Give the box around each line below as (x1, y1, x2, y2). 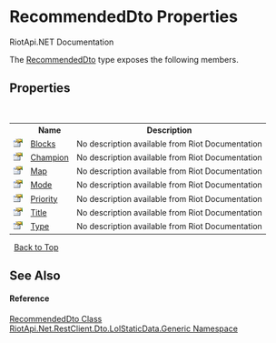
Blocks (30, 138, 56, 149)
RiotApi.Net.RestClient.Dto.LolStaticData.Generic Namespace (9, 323, 239, 334)
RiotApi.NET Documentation (9, 36, 114, 47)
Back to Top (13, 241, 59, 252)
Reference (9, 293, 50, 304)
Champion (30, 152, 70, 163)
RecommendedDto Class (9, 314, 103, 325)
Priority (30, 193, 58, 204)
